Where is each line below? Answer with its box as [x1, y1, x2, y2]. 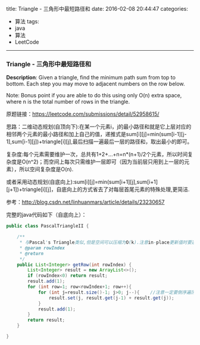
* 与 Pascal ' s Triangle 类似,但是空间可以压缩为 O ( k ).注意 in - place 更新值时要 [19, 239, 192, 246]
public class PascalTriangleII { [6, 223, 89, 229]
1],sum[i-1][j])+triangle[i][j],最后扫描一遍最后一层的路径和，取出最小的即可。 [6, 138, 193, 145]
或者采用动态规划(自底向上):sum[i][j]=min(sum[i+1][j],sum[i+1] [6, 178, 158, 186]
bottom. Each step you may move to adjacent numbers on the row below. [6, 80, 186, 88]
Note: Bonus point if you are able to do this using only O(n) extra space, [6, 92, 182, 99]
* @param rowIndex [19, 245, 65, 251]
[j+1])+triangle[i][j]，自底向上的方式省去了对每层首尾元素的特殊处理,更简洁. [6, 186, 190, 193]
